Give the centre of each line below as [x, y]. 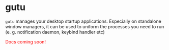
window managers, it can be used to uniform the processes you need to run [85, 26]
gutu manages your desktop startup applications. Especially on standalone [83, 21]
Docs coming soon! [26, 41]
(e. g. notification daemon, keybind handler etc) [55, 32]
